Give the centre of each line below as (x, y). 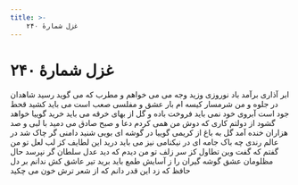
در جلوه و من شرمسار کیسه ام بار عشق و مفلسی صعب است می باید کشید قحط (145, 105)
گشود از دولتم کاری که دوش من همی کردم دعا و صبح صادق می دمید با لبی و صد (143, 123)
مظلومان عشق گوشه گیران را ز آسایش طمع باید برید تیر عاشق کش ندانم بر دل (142, 161)
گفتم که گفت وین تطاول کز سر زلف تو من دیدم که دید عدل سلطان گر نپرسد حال (145, 152)
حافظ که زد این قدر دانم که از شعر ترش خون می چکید (100, 171)
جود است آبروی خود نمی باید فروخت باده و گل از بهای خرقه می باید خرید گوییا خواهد (149, 114)
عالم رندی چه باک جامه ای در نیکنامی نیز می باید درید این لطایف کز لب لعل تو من (145, 142)
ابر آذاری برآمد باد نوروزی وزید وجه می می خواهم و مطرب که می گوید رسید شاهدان (149, 95)
